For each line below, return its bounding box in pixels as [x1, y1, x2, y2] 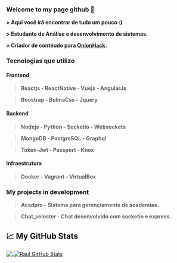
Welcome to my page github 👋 [6, 5, 95, 14]
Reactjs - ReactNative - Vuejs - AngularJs [20, 84, 127, 92]
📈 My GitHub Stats [6, 231, 79, 241]
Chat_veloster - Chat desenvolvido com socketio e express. [20, 213, 172, 220]
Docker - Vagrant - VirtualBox [20, 173, 97, 180]
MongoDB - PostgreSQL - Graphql [20, 134, 107, 142]
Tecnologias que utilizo [6, 57, 75, 65]
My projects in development [6, 187, 89, 196]
